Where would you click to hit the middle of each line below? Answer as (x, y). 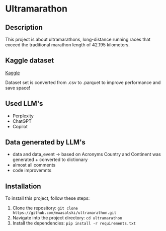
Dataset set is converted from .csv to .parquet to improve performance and (83, 82)
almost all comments (34, 165)
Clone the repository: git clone (45, 208)
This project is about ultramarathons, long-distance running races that (78, 39)
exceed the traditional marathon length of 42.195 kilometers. (67, 45)
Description (24, 27)
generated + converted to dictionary (50, 160)
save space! (18, 88)
